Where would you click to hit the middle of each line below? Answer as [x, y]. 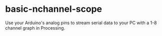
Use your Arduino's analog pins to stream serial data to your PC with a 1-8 [81, 23]
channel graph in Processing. [35, 28]
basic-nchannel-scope [54, 9]
